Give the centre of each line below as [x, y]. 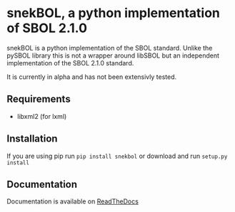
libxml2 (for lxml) [42, 116]
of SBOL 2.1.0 [47, 28]
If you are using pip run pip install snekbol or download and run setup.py [117, 156]
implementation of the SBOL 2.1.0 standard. [70, 63]
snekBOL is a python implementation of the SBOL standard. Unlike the [110, 48]
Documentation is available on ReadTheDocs [72, 201]
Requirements [39, 99]
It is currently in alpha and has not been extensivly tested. [92, 77]
